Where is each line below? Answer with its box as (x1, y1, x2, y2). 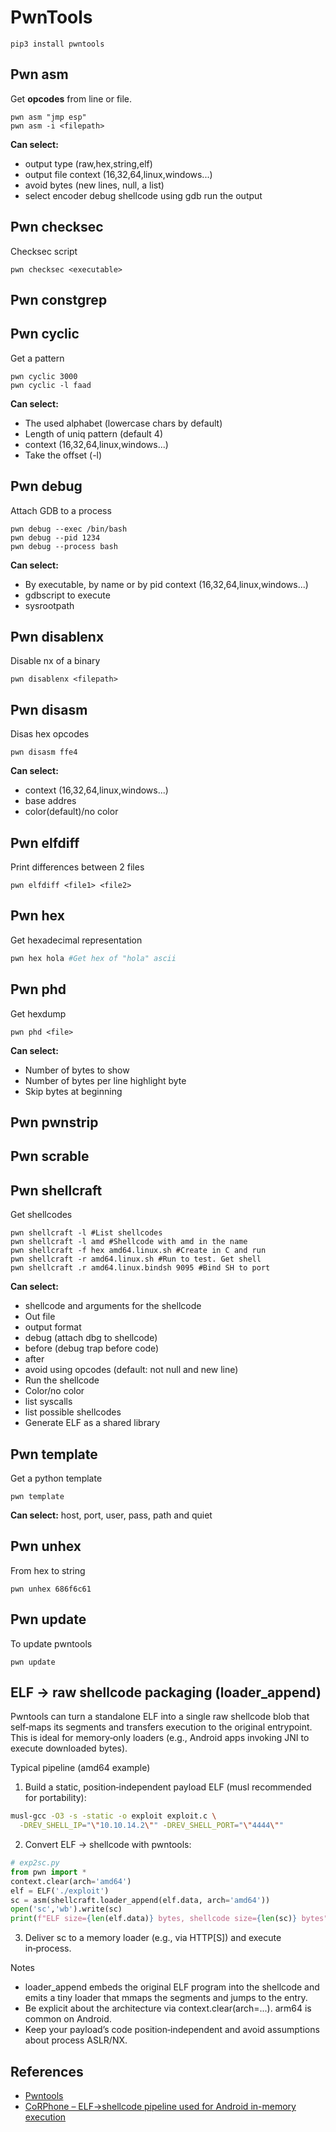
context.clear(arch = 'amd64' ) (10, 1876, 132, 1886)
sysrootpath (24, 599, 75, 611)
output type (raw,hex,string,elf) (24, 157, 153, 170)
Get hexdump (10, 1007, 67, 1020)
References (10, 2063, 84, 2080)
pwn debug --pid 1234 (10, 532, 101, 543)
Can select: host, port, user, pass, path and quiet (10, 1509, 213, 1521)
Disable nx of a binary (10, 655, 101, 667)
